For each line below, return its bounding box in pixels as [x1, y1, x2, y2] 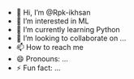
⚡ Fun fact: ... [15, 63, 61, 73]
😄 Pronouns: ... [15, 54, 69, 64]
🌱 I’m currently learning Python [15, 25, 120, 34]
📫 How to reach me [15, 43, 84, 52]
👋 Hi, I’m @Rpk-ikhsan [15, 8, 91, 17]
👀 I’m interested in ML [15, 16, 89, 26]
